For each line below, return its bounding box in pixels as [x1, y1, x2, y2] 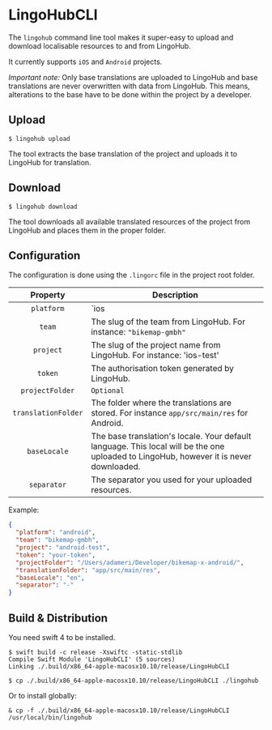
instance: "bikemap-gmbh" [91, 327, 186, 338]
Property [30, 289, 66, 301]
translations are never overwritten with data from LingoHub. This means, [8, 81, 250, 91]
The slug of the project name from [91, 339, 221, 351]
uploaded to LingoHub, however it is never [91, 451, 253, 463]
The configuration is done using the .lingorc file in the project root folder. [8, 270, 255, 280]
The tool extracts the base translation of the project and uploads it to [8, 148, 237, 159]
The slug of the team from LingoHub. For [91, 316, 245, 327]
